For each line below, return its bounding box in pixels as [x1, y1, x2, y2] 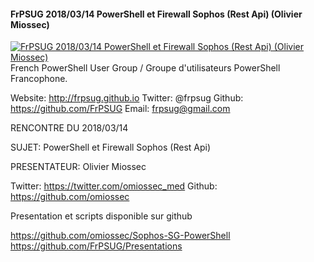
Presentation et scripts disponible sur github [10, 210, 193, 222]
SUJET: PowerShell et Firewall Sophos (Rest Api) [10, 141, 212, 154]
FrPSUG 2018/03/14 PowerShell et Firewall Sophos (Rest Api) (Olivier [10, 8, 303, 20]
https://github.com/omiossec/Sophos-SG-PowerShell [10, 230, 231, 242]
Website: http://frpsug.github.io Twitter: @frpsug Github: [10, 92, 244, 104]
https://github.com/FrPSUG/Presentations [10, 240, 183, 252]
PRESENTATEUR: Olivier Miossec [10, 161, 147, 173]
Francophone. [10, 73, 68, 85]
